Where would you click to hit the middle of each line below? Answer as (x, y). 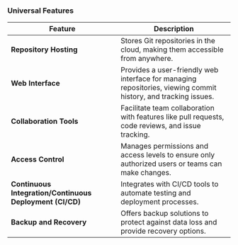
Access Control (38, 159)
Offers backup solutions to (164, 213)
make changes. (146, 173)
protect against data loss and (169, 222)
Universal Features (41, 11)
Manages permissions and (164, 146)
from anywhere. (147, 59)
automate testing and (155, 193)
